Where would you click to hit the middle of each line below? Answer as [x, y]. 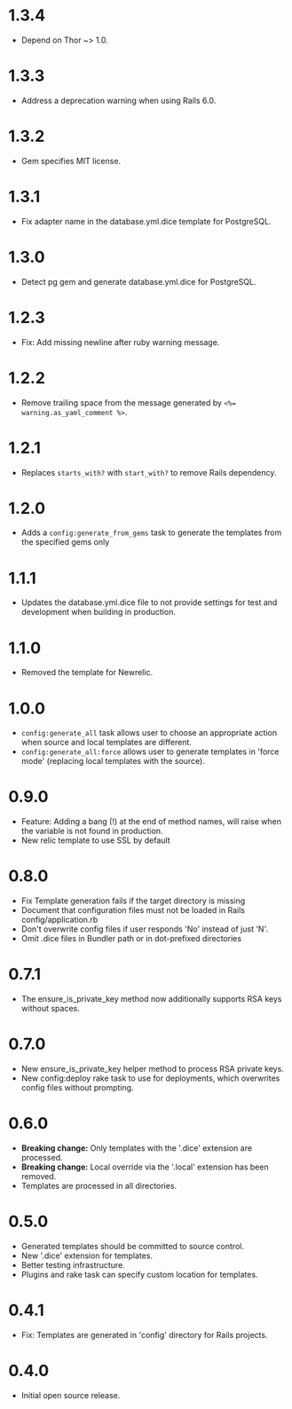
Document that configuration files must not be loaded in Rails [133, 910]
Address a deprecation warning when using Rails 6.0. [118, 100]
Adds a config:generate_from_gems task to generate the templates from [151, 532]
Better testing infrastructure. [73, 1264]
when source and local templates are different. [107, 743]
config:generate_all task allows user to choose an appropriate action [149, 733]
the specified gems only [65, 542]
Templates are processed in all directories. [99, 1185]
